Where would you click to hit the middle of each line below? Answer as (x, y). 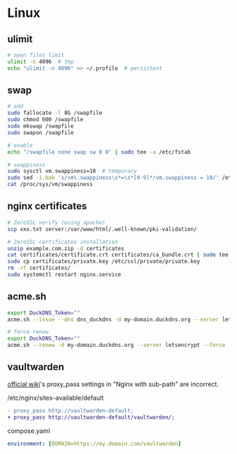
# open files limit (36, 55)
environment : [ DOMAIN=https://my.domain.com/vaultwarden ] (94, 443)
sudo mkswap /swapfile (41, 126)
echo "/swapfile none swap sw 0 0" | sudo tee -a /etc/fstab (99, 152)
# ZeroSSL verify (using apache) (56, 222)
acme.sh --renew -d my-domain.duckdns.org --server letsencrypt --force (116, 345)
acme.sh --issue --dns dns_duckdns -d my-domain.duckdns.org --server (113, 319)
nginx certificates (47, 206)
